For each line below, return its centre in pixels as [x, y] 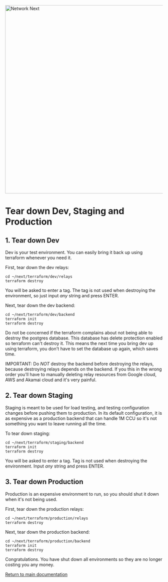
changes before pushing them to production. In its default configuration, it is [84, 413]
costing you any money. [30, 564]
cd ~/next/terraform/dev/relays [39, 277]
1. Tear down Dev [32, 240]
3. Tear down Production [44, 482]
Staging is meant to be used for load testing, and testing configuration [77, 408]
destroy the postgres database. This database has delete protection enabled [84, 338]
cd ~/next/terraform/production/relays [47, 518]
